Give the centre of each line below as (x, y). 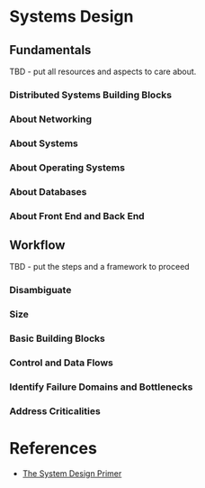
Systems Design (71, 17)
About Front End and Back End (77, 216)
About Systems (44, 143)
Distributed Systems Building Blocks (91, 95)
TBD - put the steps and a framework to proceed (100, 267)
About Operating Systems (67, 167)
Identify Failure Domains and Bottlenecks (101, 387)
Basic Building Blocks (58, 338)
